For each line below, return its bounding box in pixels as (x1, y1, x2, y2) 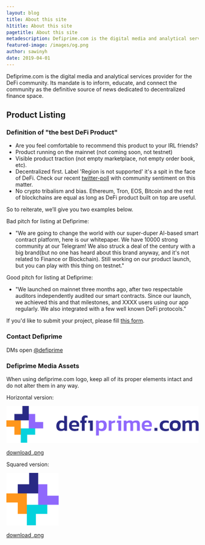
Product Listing (6, 110, 66, 120)
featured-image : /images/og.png (6, 42, 88, 48)
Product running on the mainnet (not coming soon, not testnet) (15, 149, 173, 156)
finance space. (6, 92, 44, 99)
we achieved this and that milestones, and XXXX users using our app (15, 298, 189, 306)
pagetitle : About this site (6, 29, 78, 35)
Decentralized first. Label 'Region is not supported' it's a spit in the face (15, 168, 196, 176)
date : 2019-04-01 (6, 55, 51, 61)
